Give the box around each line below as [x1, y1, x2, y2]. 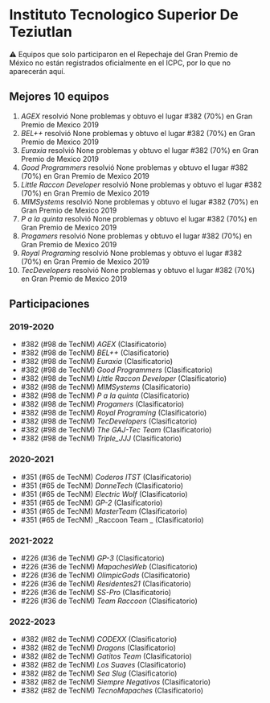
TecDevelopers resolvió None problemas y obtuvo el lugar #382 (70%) [20, 265, 256, 275]
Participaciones [9, 297, 90, 311]
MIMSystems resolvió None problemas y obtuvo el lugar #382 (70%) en [20, 196, 259, 206]
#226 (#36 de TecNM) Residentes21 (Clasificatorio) [20, 579, 192, 589]
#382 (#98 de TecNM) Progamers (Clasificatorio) [20, 399, 185, 409]
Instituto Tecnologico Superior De [9, 6, 239, 24]
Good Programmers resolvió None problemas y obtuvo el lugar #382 [20, 163, 248, 172]
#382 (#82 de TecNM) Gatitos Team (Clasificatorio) [20, 651, 192, 661]
